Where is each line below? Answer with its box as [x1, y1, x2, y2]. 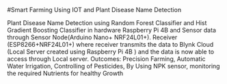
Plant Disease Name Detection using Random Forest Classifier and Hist [7, 19, 207, 26]
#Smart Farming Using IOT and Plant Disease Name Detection [7, 6, 182, 14]
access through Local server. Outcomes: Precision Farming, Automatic [7, 55, 206, 63]
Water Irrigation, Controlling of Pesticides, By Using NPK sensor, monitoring [7, 62, 220, 70]
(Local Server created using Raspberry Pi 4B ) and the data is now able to [7, 47, 215, 56]
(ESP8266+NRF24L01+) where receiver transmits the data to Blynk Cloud [7, 41, 214, 48]
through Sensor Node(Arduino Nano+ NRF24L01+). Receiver [7, 33, 178, 41]
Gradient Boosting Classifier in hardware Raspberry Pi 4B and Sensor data [7, 26, 217, 34]
